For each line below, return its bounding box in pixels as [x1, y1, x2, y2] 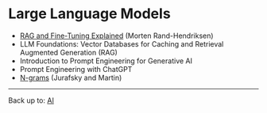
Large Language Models [8, 5, 171, 23]
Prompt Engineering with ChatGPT [19, 64, 133, 73]
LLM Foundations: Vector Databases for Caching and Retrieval [19, 39, 224, 48]
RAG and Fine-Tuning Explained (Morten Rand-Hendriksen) [19, 31, 214, 40]
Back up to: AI [8, 96, 54, 105]
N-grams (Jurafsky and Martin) [19, 73, 122, 82]
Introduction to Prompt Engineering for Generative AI [19, 56, 193, 66]
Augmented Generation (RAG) [19, 47, 118, 57]
